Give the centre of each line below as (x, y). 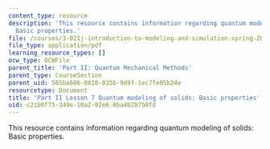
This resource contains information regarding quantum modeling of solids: (131, 128)
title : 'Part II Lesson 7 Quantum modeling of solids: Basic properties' (135, 98)
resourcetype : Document (48, 90)
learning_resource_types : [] (57, 53)
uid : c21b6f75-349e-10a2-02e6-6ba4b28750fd (82, 105)
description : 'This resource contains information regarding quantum (127, 23)
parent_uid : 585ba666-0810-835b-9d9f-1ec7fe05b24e (95, 83)
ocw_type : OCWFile (39, 61)
